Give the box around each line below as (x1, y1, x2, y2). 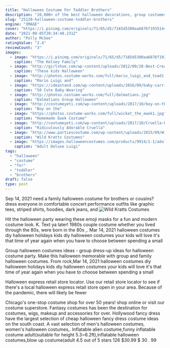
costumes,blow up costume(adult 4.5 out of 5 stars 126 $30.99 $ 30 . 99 (5, 337, 157, 343)
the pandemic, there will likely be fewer (5, 290, 87, 295)
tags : (5, 149, 17, 154)
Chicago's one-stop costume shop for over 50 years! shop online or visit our (5, 299, 165, 305)
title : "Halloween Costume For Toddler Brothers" (5, 7, 112, 13)
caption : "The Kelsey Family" (14, 59, 78, 64)
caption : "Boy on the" (14, 106, 62, 111)
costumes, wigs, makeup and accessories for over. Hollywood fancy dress (5, 310, 160, 316)
